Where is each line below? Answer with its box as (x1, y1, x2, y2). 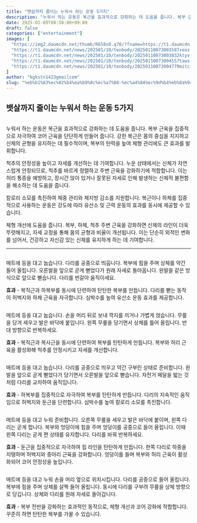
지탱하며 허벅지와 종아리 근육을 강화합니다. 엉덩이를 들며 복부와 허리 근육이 (6, 451, 177, 458)
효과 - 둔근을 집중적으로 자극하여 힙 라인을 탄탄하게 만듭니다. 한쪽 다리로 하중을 (6, 443, 186, 451)
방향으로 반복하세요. (12, 326, 58, 333)
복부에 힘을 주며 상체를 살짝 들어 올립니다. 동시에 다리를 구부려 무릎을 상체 (6, 483, 175, 490)
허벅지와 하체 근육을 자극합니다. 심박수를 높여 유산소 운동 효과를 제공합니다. (12, 294, 185, 301)
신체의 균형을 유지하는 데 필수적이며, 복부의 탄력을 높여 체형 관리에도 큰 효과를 (6, 140, 185, 147)
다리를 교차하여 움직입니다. (16, 378, 79, 386)
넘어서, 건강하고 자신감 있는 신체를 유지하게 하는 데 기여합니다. (12, 236, 155, 243)
